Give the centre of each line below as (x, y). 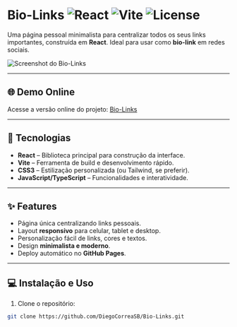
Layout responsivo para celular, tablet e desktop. (89, 231)
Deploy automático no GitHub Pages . (72, 254)
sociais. (18, 49)
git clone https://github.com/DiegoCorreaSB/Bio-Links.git (96, 317)
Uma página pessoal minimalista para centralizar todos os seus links (107, 35)
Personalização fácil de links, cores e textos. (82, 238)
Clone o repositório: (46, 304)
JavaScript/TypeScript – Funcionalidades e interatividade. (103, 177)
